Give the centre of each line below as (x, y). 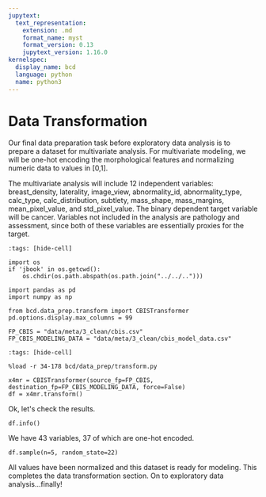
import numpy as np (40, 297)
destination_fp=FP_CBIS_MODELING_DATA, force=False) (97, 388)
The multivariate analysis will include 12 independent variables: (111, 184)
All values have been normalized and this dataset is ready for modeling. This (133, 468)
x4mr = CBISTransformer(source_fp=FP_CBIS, (81, 380)
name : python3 (38, 82)
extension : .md (47, 30)
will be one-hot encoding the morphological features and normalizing (121, 160)
